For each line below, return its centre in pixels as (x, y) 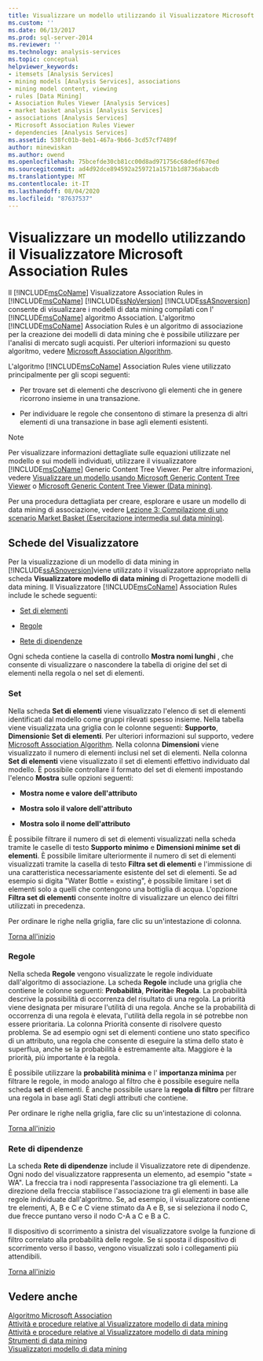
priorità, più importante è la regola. (64, 1057)
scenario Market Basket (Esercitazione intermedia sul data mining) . (117, 518)
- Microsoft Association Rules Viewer (71, 125)
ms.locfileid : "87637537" (50, 198)
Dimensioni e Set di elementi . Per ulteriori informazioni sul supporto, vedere (131, 736)
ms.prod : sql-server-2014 (50, 37)
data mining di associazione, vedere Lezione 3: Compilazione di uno (118, 510)
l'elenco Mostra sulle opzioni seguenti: (71, 777)
